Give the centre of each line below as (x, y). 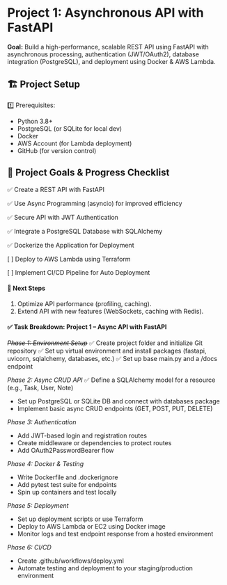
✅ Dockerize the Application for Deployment (71, 245)
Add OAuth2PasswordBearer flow (65, 450)
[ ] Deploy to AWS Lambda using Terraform (69, 259)
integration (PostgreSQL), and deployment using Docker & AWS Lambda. (111, 61)
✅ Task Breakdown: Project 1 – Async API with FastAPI (87, 327)
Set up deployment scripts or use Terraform (80, 519)
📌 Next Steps (26, 288)
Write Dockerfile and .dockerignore (68, 477)
